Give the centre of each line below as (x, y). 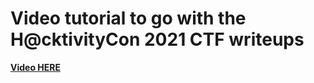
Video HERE (35, 67)
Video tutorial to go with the (128, 18)
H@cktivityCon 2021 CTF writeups (157, 39)
